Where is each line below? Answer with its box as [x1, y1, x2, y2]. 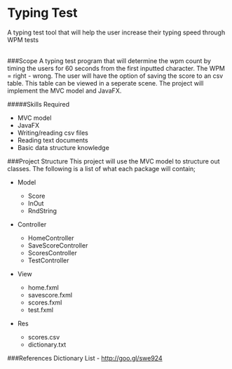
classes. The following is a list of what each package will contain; [7, 164, 196, 173]
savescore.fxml [27, 290, 72, 299]
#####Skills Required [7, 100, 70, 108]
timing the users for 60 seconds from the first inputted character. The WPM [7, 64, 226, 72]
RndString [27, 206, 57, 215]
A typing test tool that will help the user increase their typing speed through [7, 28, 226, 36]
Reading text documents [17, 135, 89, 145]
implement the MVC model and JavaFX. [7, 86, 122, 95]
